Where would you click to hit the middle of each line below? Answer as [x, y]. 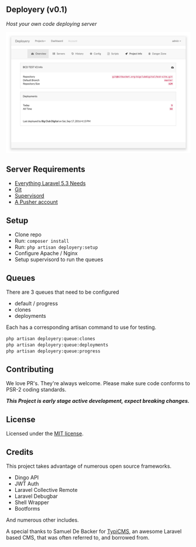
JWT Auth [27, 484]
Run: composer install [42, 241]
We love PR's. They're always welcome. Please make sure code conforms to [98, 383]
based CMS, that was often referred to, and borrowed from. [78, 538]
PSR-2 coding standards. [36, 390]
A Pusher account [36, 202]
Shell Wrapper [32, 502]
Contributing [30, 370]
